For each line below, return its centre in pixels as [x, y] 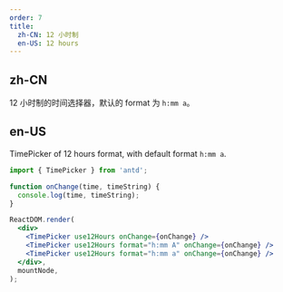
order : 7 [26, 18]
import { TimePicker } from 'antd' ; [78, 170]
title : [22, 26]
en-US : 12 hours [48, 43]
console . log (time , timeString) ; [79, 195]
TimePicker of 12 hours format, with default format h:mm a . [118, 153]
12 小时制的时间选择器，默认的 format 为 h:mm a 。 [102, 103]
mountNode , [38, 270]
